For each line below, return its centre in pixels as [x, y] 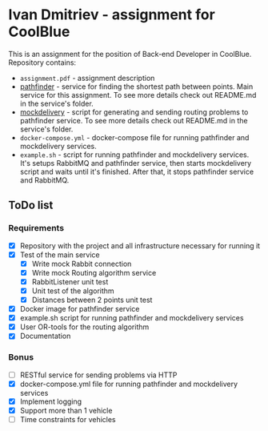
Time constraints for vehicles [68, 419]
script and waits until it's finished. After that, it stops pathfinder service [137, 171]
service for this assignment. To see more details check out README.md [138, 95]
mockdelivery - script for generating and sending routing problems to [134, 112]
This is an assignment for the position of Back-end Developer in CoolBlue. [130, 54]
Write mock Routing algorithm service [94, 272]
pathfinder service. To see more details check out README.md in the [134, 120]
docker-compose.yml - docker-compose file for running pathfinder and [134, 137]
